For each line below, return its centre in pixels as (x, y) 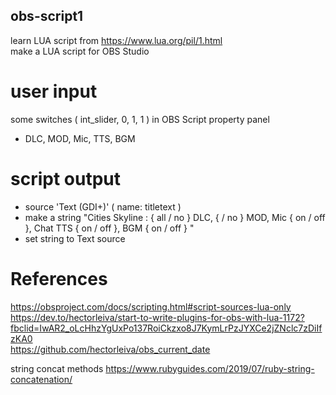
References (59, 278)
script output (65, 178)
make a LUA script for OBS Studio (80, 51)
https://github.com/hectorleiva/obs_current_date (110, 349)
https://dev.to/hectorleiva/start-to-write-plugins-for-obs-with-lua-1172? (157, 317)
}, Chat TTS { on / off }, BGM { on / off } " (109, 228)
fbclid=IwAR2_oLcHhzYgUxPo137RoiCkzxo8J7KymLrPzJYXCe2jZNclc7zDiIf (166, 328)
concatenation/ (41, 379)
